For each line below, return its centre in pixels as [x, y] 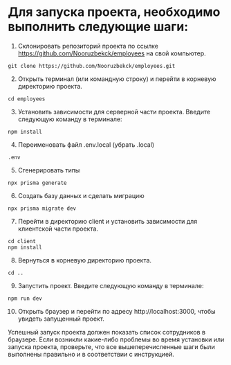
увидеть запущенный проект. [61, 319]
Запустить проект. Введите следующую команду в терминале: [111, 285]
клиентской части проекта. [58, 229]
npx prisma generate [38, 183]
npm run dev [25, 299]
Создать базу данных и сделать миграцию [81, 195]
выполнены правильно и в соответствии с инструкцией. [91, 354]
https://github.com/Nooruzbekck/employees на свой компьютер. [112, 53]
